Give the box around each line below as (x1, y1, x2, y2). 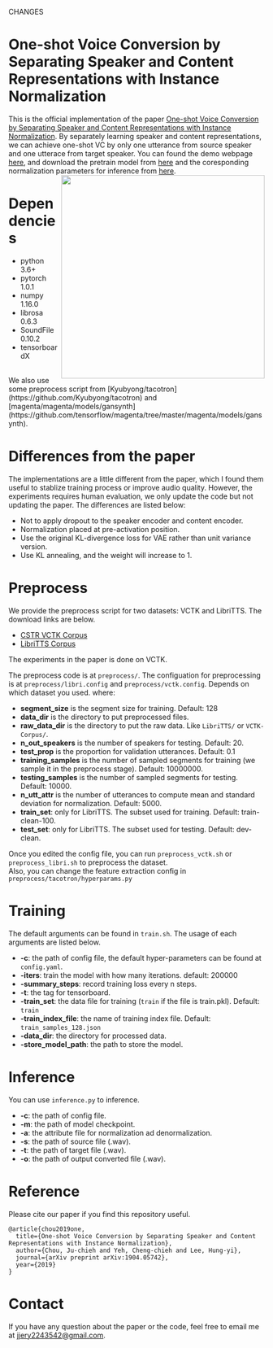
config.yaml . (19, 962, 63, 971)
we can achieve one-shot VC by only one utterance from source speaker (8, 140, 252, 150)
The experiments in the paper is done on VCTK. (8, 654, 168, 664)
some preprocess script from (8, 384, 106, 394)
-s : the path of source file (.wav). (19, 1136, 132, 1146)
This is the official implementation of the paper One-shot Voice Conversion (8, 114, 259, 124)
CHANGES (8, 7, 44, 16)
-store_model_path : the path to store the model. (19, 1039, 184, 1049)
